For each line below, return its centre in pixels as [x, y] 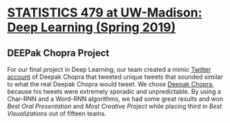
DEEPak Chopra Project [58, 53]
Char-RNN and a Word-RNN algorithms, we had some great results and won [115, 99]
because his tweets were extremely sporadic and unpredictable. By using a [114, 92]
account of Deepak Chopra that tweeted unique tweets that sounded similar [115, 77]
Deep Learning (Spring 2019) [92, 27]
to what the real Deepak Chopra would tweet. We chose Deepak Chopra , [111, 84]
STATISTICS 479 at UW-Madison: [105, 13]
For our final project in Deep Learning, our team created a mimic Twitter [109, 69]
